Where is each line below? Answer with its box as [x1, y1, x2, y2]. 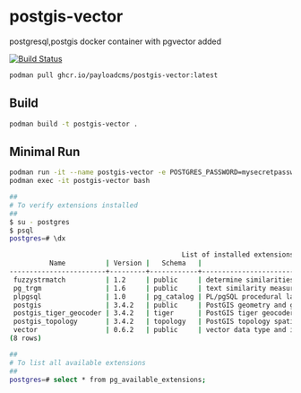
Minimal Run [9, 144, 81, 159]
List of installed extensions [181, 250, 295, 259]
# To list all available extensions [9, 358, 146, 367]
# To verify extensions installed [9, 200, 139, 210]
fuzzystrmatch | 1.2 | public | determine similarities [13, 275, 295, 284]
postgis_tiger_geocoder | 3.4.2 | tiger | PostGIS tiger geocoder [13, 309, 295, 318]
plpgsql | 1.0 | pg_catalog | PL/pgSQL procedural [13, 292, 282, 301]
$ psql [9, 226, 34, 235]
